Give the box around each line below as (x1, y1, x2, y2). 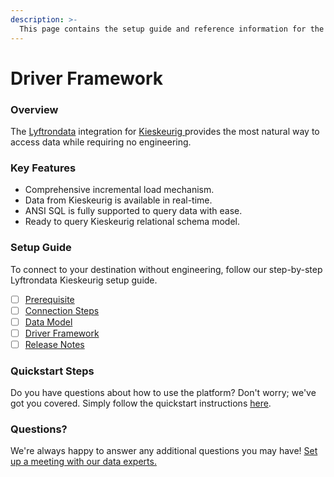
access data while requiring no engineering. (10, 136, 192, 148)
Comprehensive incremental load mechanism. (24, 184, 215, 196)
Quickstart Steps (10, 364, 95, 378)
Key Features (10, 161, 77, 175)
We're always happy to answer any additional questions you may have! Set (10, 445, 318, 457)
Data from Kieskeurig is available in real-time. (24, 194, 213, 206)
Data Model (24, 316, 73, 328)
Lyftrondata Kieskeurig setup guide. (10, 274, 158, 286)
